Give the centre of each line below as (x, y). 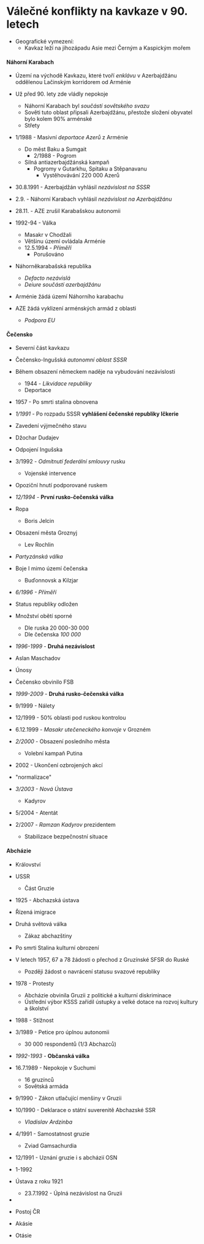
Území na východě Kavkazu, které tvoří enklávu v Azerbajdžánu (96, 75)
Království (28, 864)
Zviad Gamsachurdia (51, 1145)
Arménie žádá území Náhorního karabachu (69, 296)
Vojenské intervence (50, 473)
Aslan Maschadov (38, 659)
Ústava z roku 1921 (39, 1181)
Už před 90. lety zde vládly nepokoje (62, 94)
